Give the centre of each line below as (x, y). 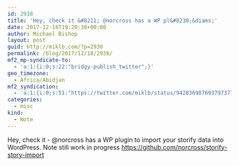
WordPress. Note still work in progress (64, 147)
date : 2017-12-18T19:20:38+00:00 (57, 27)
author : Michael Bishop (43, 34)
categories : (25, 100)
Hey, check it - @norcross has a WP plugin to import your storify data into (116, 140)
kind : (15, 113)
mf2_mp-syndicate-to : (39, 60)
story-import (26, 155)
